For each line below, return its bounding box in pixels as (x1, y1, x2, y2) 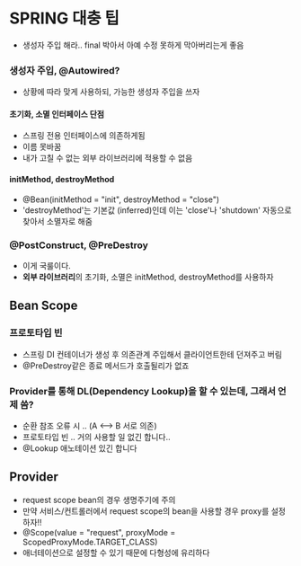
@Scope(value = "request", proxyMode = (22, 526, 176, 537)
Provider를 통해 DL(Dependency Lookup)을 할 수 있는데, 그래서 (9, 385, 276, 397)
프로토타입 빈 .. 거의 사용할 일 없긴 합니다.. (22, 431, 171, 442)
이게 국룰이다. (22, 260, 72, 270)
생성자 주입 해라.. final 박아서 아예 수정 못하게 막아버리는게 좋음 (22, 40, 244, 50)
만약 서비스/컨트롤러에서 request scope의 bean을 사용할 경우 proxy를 (22, 505, 270, 517)
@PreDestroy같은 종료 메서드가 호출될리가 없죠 (22, 360, 190, 371)
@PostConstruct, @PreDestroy (9, 239, 148, 252)
